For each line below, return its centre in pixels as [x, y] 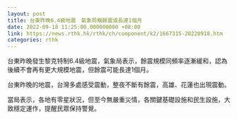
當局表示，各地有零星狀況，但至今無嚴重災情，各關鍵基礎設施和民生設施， [116, 100]
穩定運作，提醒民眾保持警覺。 [57, 108]
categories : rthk [33, 40]
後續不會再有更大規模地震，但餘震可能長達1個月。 [80, 70]
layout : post [27, 14]
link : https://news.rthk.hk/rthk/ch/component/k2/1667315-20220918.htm [115, 33]
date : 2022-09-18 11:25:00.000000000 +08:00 [74, 27]
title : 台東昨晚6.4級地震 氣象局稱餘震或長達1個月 [75, 20]
